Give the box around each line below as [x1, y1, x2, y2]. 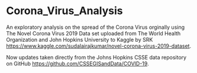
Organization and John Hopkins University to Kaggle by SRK [6, 36, 153, 43]
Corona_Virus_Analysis [6, 4, 123, 18]
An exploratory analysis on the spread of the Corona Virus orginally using [6, 24, 185, 31]
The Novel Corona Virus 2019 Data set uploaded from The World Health [6, 29, 181, 36]
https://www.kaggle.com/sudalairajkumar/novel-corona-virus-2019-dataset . [6, 42, 191, 49]
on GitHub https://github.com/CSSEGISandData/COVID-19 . [6, 60, 149, 67]
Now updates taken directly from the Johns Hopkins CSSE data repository [6, 54, 187, 61]
